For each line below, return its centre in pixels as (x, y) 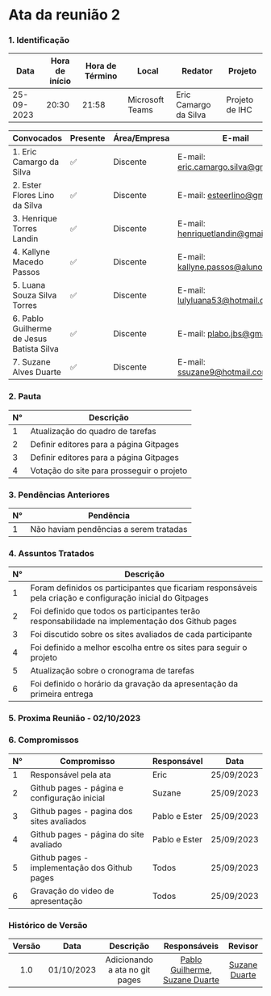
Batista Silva (35, 349)
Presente (88, 138)
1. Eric (25, 152)
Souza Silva (35, 295)
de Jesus (30, 339)
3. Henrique (35, 218)
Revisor (243, 946)
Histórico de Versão (48, 925)
